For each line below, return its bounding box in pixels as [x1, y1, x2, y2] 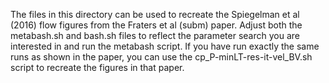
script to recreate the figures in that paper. [10, 62, 185, 73]
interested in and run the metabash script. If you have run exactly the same [10, 40, 320, 52]
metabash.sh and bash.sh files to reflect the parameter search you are [10, 30, 300, 41]
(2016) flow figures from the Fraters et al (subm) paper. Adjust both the [10, 19, 303, 31]
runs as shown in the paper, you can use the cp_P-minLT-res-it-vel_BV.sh [10, 51, 313, 63]
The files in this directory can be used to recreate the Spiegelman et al [10, 9, 300, 20]
